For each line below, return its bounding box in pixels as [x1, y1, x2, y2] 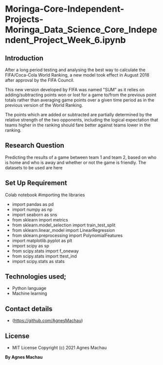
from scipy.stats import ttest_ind [12, 253, 77, 259]
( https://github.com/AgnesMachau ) [12, 318, 83, 324]
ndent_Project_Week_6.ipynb [5, 35, 126, 46]
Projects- [5, 14, 44, 25]
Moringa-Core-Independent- [5, 3, 125, 15]
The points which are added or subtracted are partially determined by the [5, 112, 152, 118]
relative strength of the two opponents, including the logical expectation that [5, 117, 158, 122]
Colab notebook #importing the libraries [5, 192, 85, 198]
